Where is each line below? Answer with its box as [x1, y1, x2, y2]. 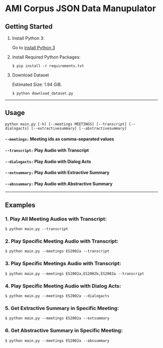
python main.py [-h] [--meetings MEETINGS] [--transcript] [5, 121, 127, 127]
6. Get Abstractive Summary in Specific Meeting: [5, 327, 123, 334]
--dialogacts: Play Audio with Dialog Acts [5, 158, 91, 164]
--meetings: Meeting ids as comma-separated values [5, 136, 114, 142]
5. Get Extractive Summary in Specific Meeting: [5, 305, 119, 311]
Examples [5, 201, 35, 209]
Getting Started [5, 22, 53, 31]
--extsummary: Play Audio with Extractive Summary [5, 170, 110, 175]
